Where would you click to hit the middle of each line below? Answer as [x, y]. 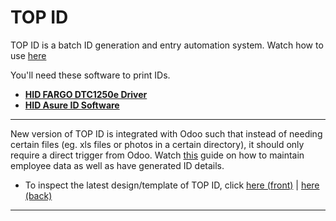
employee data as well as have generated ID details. [117, 165]
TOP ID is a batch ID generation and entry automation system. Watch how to [167, 45]
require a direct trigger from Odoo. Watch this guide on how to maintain [157, 155]
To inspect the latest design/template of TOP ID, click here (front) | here [172, 185]
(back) [38, 195]
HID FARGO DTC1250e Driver [86, 94]
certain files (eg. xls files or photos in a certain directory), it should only [157, 144]
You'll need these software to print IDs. [90, 75]
